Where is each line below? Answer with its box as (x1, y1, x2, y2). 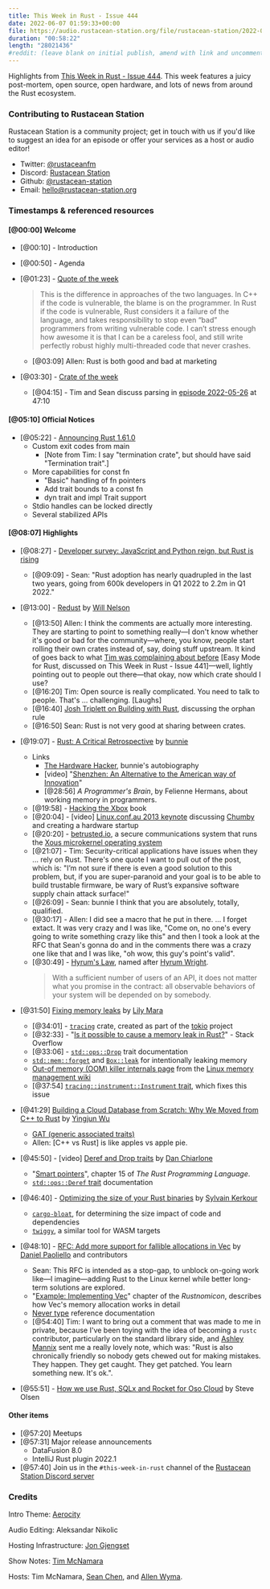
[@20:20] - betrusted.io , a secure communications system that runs (31, 829, 258, 838)
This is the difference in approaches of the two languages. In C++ (39, 290, 259, 299)
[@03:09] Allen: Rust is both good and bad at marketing (31, 356, 217, 366)
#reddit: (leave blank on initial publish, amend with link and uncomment (8, 49, 264, 57)
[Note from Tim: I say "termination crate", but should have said (43, 450, 252, 459)
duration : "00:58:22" (8, 34, 81, 43)
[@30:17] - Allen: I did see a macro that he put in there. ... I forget (31, 914, 247, 924)
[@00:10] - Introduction (19, 243, 98, 253)
